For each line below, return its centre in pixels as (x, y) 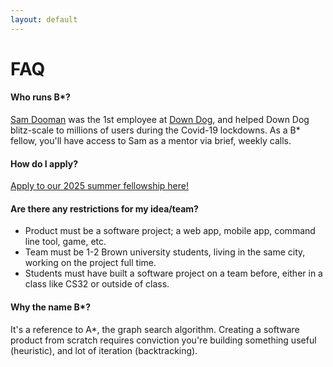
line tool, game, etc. (65, 242)
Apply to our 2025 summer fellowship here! (99, 186)
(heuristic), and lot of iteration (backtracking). (104, 350)
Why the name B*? (51, 307)
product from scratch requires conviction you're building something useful (163, 340)
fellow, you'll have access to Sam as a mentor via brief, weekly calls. (151, 141)
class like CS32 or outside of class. (97, 284)
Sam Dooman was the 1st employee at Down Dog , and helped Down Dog (160, 120)
